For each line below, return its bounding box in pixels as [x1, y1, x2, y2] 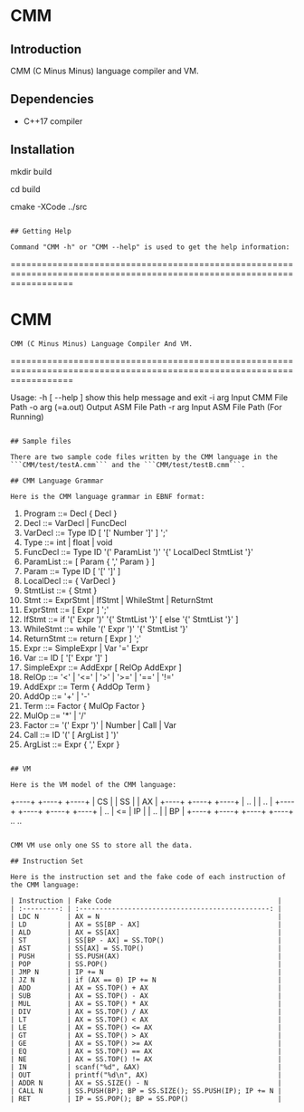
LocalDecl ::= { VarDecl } [23, 575, 117, 586]
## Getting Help [10, 226, 71, 235]
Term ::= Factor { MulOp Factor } [23, 700, 146, 711]
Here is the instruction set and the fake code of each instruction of [10, 872, 286, 881]
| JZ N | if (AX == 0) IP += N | [10, 975, 282, 984]
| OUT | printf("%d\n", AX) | [10, 1070, 282, 1079]
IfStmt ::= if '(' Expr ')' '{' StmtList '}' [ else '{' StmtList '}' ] [23, 613, 239, 625]
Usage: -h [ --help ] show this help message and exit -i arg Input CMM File [10, 391, 289, 403]
